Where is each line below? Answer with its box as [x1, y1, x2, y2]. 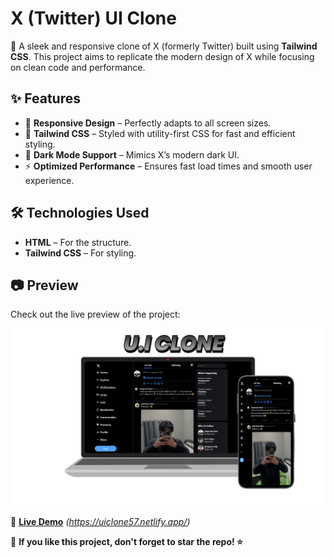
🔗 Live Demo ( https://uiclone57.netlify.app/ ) [10, 515, 191, 527]
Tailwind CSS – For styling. [24, 247, 137, 259]
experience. [24, 174, 75, 186]
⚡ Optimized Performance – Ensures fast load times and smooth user [24, 160, 313, 172]
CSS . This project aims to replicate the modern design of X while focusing [10, 50, 315, 62]
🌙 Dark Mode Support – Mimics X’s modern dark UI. [24, 148, 240, 161]
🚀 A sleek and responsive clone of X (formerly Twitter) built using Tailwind [10, 40, 318, 52]
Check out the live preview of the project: [10, 308, 181, 321]
